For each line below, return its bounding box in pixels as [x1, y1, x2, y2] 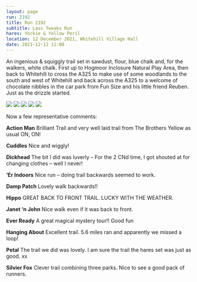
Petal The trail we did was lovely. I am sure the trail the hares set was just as [6, 246, 192, 253]
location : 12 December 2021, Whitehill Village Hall [6, 36, 139, 42]
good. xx [6, 252, 28, 260]
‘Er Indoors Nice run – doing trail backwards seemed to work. [6, 171, 156, 178]
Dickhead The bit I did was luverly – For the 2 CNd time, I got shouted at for [6, 153, 191, 160]
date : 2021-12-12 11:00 [6, 42, 65, 48]
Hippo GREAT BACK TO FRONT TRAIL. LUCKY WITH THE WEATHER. [6, 194, 174, 201]
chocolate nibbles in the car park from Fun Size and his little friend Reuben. [6, 83, 189, 90]
